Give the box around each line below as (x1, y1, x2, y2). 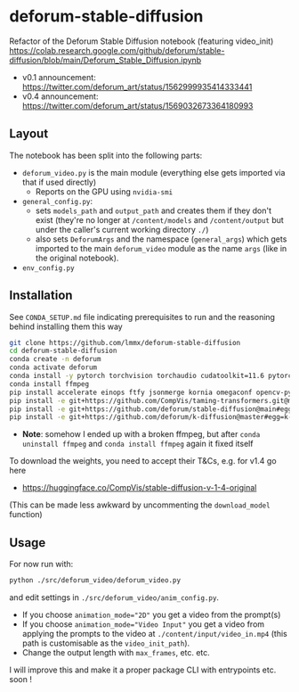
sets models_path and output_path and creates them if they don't (35, 205, 272, 216)
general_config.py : (21, 195, 93, 206)
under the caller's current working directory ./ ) (35, 224, 209, 235)
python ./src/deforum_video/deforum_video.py (9, 576, 181, 585)
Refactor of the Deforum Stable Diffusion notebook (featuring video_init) (9, 36, 274, 46)
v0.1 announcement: (21, 71, 96, 82)
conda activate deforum (9, 363, 98, 372)
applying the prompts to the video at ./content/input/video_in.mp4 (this (21, 629, 287, 638)
